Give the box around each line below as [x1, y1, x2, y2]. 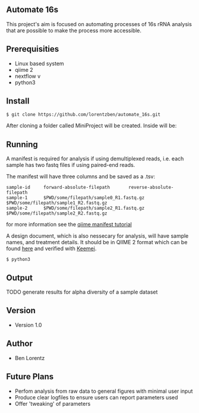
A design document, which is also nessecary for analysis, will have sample [6, 232, 189, 239]
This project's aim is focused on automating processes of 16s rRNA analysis [6, 20, 192, 27]
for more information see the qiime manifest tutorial [6, 221, 132, 228]
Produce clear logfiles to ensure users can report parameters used [14, 393, 178, 401]
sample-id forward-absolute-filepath [6, 184, 110, 191]
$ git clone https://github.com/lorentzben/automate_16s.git [6, 112, 161, 118]
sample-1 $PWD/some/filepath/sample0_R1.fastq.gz [6, 195, 145, 201]
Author [6, 339, 33, 349]
